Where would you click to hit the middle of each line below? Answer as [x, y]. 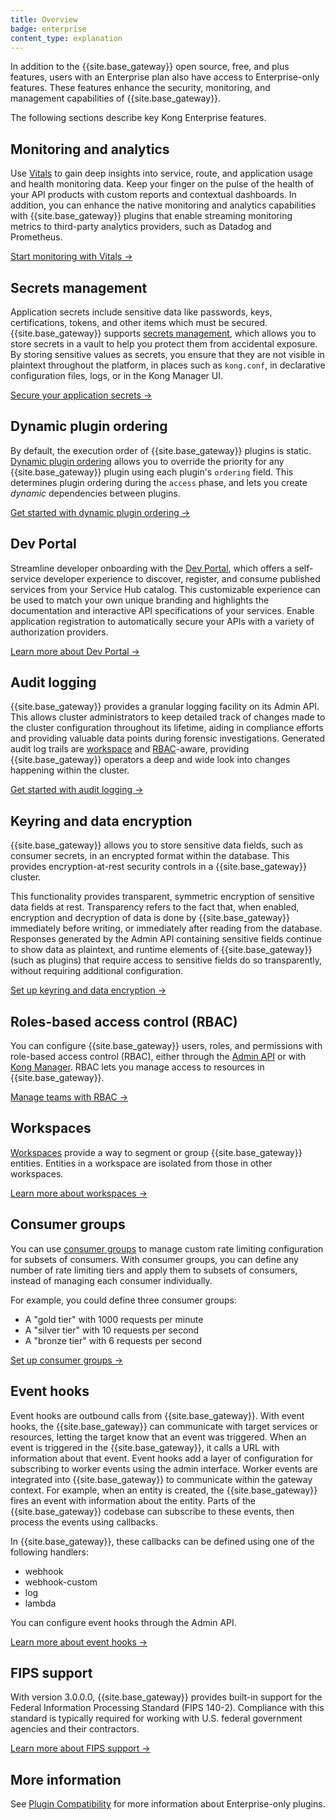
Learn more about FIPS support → [80, 1748]
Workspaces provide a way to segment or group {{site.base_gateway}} [156, 1152]
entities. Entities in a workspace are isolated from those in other [141, 1163]
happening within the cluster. [70, 770]
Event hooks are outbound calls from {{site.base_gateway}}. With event [157, 1415]
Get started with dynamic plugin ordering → [100, 512]
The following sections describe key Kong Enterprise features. [138, 118]
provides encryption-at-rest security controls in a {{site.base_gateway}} [158, 867]
